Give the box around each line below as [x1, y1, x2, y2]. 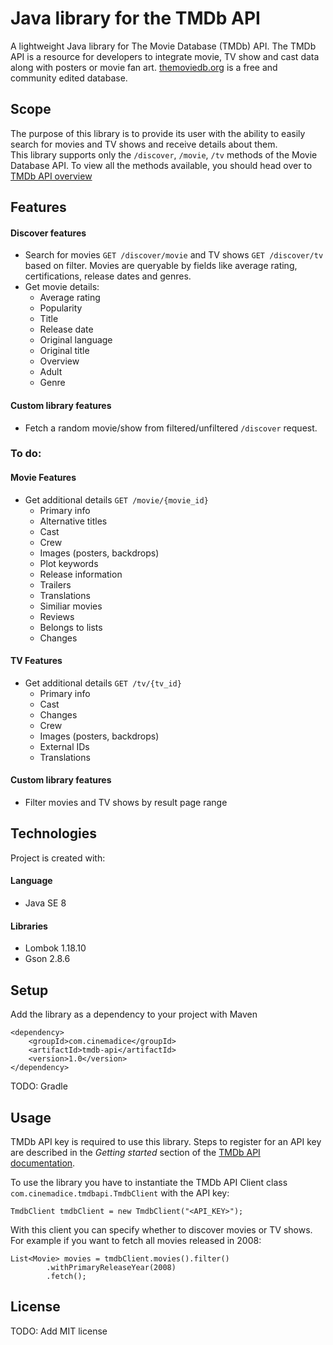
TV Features [10, 655, 63, 667]
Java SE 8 [24, 897, 67, 909]
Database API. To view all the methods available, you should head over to [10, 159, 313, 171]
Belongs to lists [39, 621, 103, 633]
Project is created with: [10, 852, 106, 864]
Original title [39, 345, 90, 357]
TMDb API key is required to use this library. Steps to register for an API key [10, 1135, 322, 1147]
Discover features [10, 227, 87, 239]
